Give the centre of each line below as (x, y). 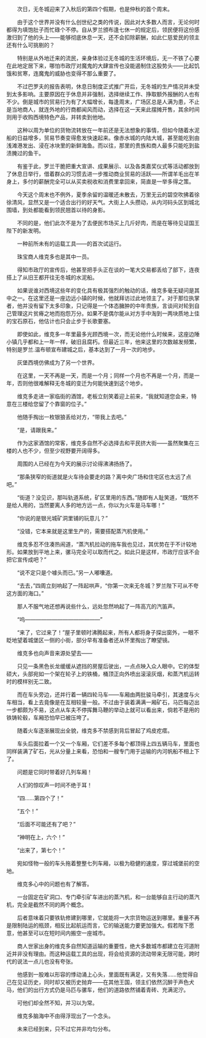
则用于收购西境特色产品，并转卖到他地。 (57, 117)
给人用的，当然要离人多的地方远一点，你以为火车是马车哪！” (88, 505)
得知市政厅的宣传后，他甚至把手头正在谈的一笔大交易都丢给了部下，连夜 (108, 270)
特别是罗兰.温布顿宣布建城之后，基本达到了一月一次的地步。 (82, 349)
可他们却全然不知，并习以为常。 (57, 1003)
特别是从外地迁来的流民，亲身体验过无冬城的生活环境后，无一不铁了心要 (108, 58)
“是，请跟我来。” (37, 430)
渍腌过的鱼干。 (25, 153)
